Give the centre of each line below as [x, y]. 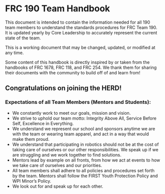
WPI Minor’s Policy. [32, 181]
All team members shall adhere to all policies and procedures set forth [83, 170]
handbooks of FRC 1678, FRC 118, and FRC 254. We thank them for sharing [81, 67]
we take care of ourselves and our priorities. [57, 165]
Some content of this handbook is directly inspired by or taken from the [78, 62]
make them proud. [31, 139]
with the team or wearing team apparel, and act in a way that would [81, 134]
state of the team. [23, 38]
